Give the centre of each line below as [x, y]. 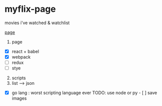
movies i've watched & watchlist [37, 23]
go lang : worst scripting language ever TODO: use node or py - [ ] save [84, 93]
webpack [21, 57]
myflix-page [30, 9]
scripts [19, 78]
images [19, 98]
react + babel [25, 51]
